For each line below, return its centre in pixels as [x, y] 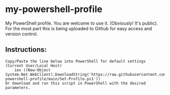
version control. [22, 34]
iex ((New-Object [33, 70]
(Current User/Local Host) [34, 66]
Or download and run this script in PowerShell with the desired [75, 83]
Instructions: [26, 50]
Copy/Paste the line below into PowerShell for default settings [75, 61]
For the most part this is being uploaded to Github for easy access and [79, 28]
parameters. [18, 87]
